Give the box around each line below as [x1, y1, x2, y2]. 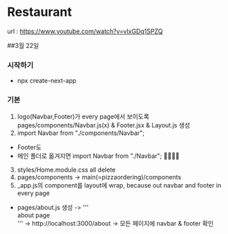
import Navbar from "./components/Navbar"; [17, 129, 145, 137]
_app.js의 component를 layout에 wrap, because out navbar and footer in [17, 181, 222, 189]
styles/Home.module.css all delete [17, 165, 116, 174]
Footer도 [17, 143, 42, 151]
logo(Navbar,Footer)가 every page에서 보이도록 [17, 112, 150, 120]
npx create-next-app [17, 77, 77, 85]
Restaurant [7, 4, 73, 20]
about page [17, 210, 50, 219]
